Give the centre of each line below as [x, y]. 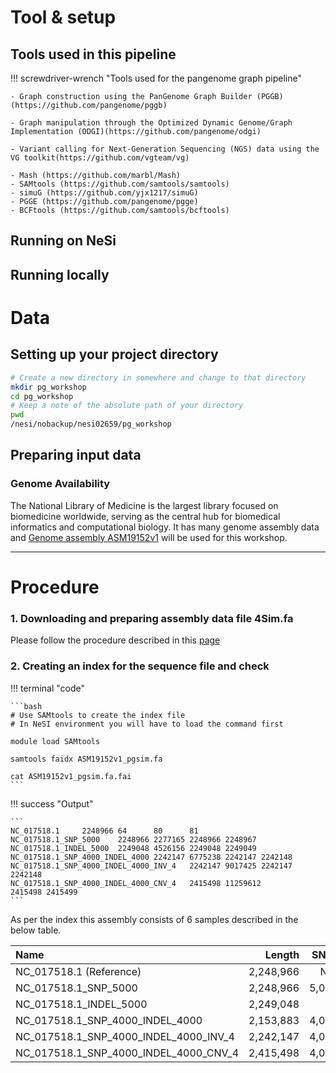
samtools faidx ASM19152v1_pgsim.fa [86, 759]
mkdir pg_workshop [48, 387]
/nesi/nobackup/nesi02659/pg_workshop [91, 424]
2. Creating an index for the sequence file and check [140, 666]
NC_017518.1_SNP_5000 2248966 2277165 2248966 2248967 [133, 839]
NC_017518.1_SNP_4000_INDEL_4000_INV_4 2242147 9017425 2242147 [151, 866]
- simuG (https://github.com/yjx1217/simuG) [104, 193]
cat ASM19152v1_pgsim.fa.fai [71, 776]
